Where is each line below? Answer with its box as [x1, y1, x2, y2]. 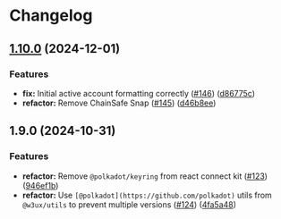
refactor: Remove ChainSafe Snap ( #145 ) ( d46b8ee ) [21, 97, 217, 108]
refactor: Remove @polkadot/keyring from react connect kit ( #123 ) [21, 171, 268, 181]
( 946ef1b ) [21, 180, 59, 190]
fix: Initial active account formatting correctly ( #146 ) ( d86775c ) [21, 88, 256, 98]
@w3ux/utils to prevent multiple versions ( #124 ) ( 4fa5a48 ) [21, 198, 237, 210]
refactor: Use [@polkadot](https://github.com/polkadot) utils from [21, 190, 273, 200]
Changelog [9, 5, 93, 26]
